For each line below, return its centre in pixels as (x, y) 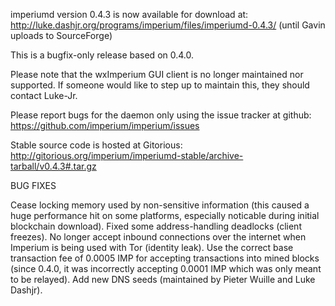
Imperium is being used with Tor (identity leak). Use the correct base (152, 247)
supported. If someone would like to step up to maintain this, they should (160, 85)
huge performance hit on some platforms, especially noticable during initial (165, 215)
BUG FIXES (33, 185)
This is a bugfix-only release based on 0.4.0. (102, 55)
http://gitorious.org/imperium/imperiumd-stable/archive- (127, 155)
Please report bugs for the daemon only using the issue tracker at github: (161, 115)
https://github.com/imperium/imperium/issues (105, 125)
